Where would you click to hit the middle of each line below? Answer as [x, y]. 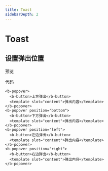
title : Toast [18, 10]
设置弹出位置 [25, 58]
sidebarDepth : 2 [22, 14]
